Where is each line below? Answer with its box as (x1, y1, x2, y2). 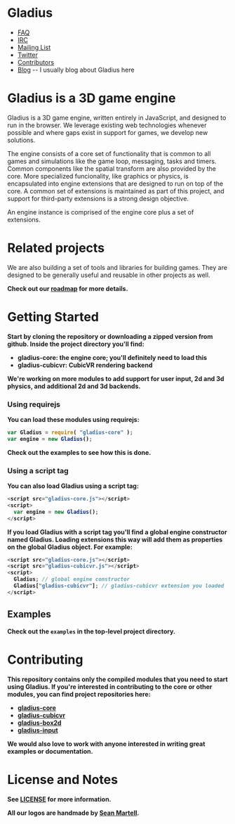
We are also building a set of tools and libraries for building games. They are (7, 263, 228, 271)
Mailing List (17, 43, 51, 51)
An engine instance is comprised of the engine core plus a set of (7, 207, 194, 216)
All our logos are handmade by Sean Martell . (7, 809, 140, 817)
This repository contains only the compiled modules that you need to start (7, 675, 228, 683)
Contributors (17, 58, 55, 66)
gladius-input (17, 726, 58, 734)
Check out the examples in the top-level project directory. (7, 627, 175, 636)
